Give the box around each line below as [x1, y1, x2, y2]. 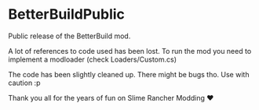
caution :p [8, 78, 41, 87]
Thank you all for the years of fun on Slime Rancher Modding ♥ [8, 93, 214, 102]
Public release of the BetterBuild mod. [8, 31, 131, 41]
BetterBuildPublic [8, 5, 126, 23]
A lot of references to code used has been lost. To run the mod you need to [8, 46, 252, 55]
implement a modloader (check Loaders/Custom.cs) [8, 55, 177, 64]
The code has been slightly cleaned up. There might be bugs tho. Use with [8, 69, 250, 79]
